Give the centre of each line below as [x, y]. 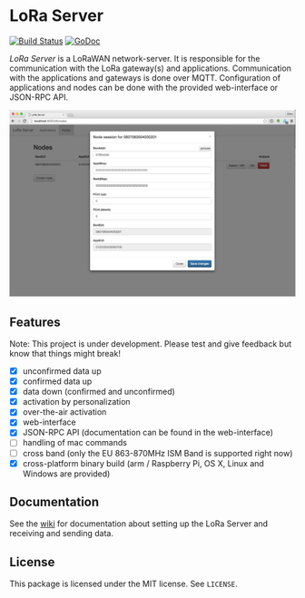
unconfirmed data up [62, 371]
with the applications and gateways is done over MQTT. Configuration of [145, 77]
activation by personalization [76, 402]
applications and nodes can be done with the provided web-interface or [144, 87]
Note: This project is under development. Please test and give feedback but [151, 344]
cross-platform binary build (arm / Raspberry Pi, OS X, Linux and [143, 463]
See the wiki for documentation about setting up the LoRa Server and [139, 524]
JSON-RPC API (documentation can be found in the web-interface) [148, 433]
